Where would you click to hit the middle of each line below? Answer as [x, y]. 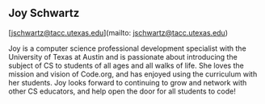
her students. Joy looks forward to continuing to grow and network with [128, 82]
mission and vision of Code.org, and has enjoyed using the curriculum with [133, 74]
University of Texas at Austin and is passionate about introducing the [123, 56]
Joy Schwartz [44, 13]
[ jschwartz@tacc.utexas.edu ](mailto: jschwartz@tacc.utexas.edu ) [118, 32]
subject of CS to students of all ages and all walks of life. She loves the [126, 65]
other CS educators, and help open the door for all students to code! [122, 91]
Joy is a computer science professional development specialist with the [127, 48]
